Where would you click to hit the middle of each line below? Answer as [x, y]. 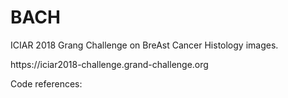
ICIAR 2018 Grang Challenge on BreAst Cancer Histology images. [144, 45]
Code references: [46, 83]
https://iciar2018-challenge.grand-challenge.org [109, 64]
